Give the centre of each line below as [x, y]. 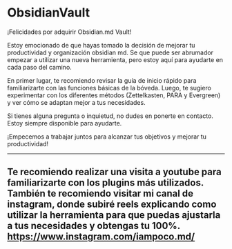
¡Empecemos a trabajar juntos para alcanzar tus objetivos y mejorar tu [107, 137]
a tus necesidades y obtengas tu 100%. [94, 226]
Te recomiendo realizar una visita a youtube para [115, 172]
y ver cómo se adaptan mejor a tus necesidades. [77, 102]
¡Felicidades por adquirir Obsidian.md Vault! [69, 32]
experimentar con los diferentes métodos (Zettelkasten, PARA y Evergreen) [114, 95]
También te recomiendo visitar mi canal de [100, 193]
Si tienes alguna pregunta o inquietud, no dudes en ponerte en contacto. [110, 116]
